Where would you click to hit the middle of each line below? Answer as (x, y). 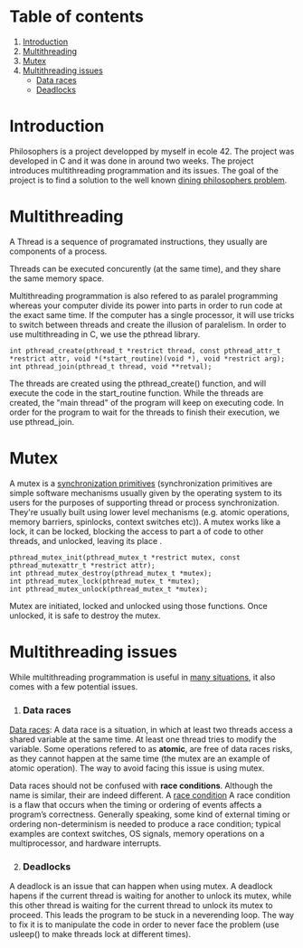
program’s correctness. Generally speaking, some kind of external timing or (150, 814)
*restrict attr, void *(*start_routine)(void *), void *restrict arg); (147, 359)
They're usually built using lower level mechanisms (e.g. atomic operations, (150, 512)
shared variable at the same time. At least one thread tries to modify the (143, 739)
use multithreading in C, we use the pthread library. (105, 334)
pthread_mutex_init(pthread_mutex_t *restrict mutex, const (125, 558)
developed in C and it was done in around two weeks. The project (132, 161)
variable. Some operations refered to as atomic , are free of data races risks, (151, 748)
